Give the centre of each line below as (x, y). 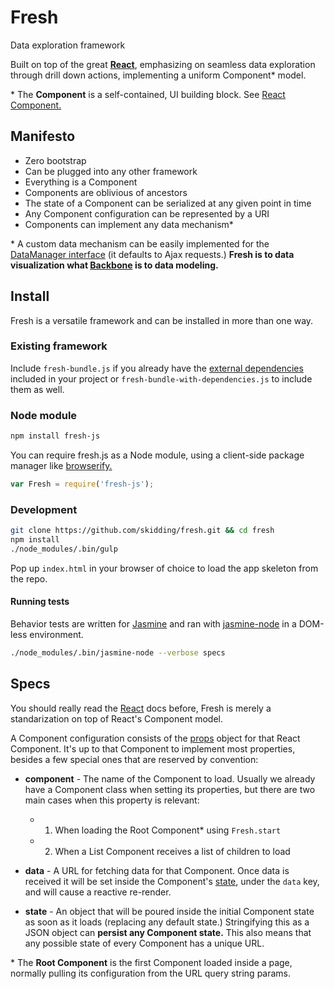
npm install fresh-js (55, 436)
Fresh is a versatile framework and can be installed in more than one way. (162, 320)
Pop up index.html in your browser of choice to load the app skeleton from (164, 568)
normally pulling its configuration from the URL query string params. (151, 973)
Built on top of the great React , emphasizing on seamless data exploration (163, 64)
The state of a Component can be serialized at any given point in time (168, 203)
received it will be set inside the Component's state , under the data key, (172, 881)
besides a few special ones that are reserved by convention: (134, 759)
